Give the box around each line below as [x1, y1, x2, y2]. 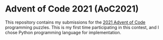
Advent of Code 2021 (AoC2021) [5, 3, 139, 14]
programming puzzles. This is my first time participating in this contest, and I [5, 24, 159, 30]
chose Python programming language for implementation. [5, 29, 122, 35]
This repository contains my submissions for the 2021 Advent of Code [5, 19, 145, 25]
